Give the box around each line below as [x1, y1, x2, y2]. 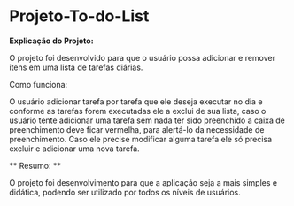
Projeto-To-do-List [9, 6, 150, 27]
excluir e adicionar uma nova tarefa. [9, 143, 140, 154]
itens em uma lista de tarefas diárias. [9, 62, 143, 72]
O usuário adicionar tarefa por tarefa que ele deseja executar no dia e [9, 95, 263, 107]
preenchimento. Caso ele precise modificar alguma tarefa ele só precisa [9, 134, 273, 144]
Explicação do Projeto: [9, 35, 95, 46]
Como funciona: [9, 79, 68, 89]
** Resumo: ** [9, 160, 62, 171]
